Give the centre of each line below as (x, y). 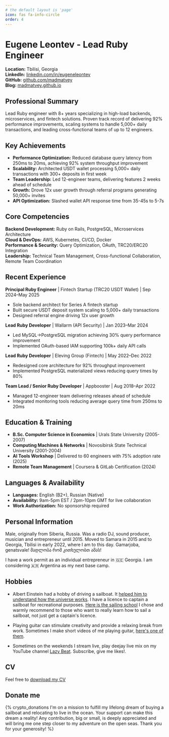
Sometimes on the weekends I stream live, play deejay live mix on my (84, 646)
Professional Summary (42, 101)
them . (19, 636)
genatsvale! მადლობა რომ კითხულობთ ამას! (53, 550)
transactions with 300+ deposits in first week (60, 174)
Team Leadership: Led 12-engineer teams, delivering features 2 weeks (86, 179)
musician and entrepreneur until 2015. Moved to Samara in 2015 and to (79, 539)
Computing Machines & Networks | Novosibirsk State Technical (79, 445)
